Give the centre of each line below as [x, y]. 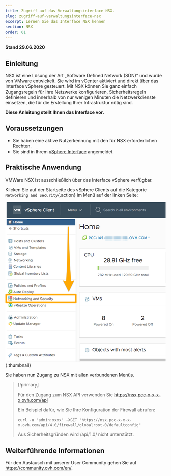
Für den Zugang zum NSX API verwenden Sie [65, 395]
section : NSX [19, 27]
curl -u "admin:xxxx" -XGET [47, 420]
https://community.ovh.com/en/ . [39, 468]
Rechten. [22, 146]
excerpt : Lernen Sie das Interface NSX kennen [55, 21]
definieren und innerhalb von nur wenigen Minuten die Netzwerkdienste [81, 97]
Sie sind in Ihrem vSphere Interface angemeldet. [63, 151]
